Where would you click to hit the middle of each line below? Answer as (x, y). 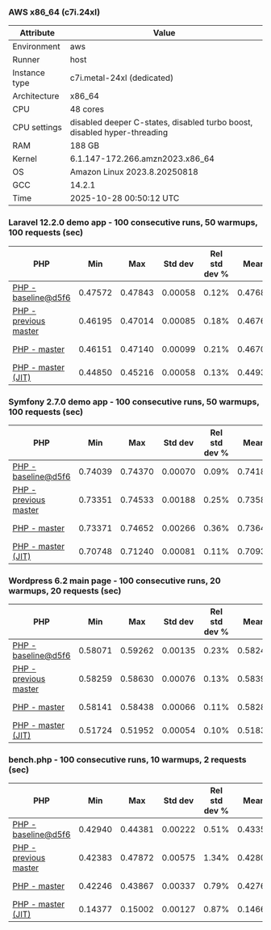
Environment (36, 47)
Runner (26, 60)
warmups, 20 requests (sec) (65, 590)
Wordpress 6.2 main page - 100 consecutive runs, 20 (115, 581)
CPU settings (37, 128)
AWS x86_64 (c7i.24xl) (54, 12)
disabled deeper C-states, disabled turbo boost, (161, 122)
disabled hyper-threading (119, 133)
